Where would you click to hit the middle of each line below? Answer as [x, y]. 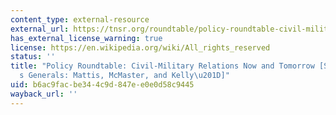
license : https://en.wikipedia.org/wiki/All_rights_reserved [140, 47]
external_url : [40, 29]
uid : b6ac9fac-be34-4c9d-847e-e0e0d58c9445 [102, 85]
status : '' [33, 57]
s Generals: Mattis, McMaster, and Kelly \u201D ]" [124, 76]
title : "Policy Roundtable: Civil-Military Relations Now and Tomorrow [162, 66]
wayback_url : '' [44, 94]
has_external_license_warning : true [86, 38]
